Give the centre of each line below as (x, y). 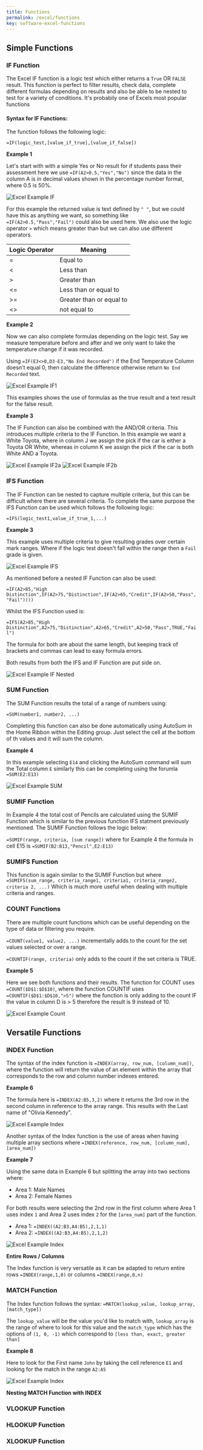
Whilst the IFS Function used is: (45, 611)
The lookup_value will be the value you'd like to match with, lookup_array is (100, 1320)
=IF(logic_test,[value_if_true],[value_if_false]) (72, 143)
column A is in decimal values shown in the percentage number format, (95, 179)
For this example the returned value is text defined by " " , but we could (95, 209)
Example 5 (20, 971)
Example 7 (20, 1160)
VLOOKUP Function (36, 1408)
